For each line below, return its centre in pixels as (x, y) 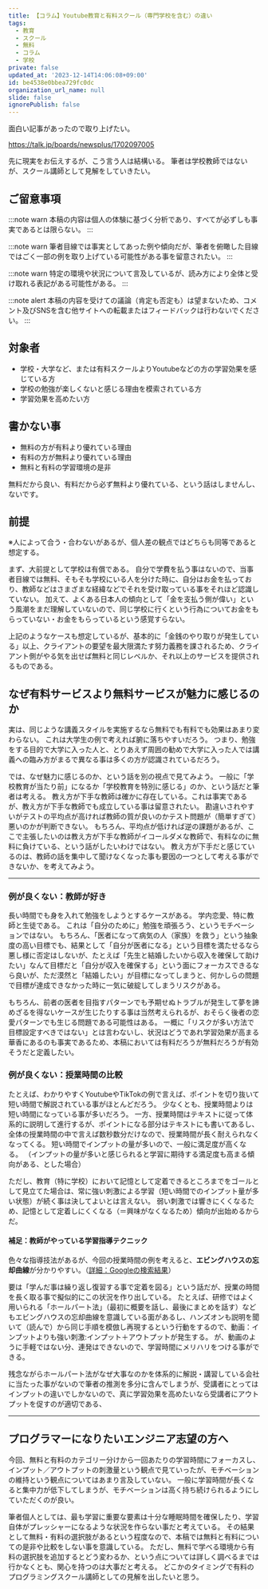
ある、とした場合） (53, 1164)
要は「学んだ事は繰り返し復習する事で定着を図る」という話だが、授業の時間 (134, 1287)
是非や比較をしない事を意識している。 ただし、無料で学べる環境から (135, 1547)
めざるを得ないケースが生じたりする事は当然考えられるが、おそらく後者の (130, 1013)
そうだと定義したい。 (43, 1053)
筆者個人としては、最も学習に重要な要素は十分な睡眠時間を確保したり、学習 (134, 1516)
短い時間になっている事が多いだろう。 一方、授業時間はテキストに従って (127, 1114)
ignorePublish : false (44, 105)
